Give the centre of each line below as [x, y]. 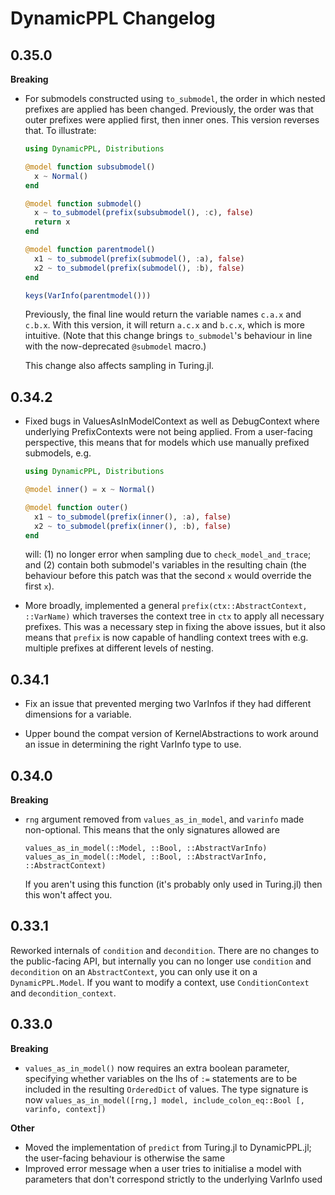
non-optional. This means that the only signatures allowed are [152, 830]
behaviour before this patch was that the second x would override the [168, 576]
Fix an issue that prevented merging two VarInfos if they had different [168, 704]
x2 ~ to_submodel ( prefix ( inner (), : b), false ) [133, 526]
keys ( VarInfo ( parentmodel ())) [88, 295]
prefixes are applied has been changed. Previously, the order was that [169, 109]
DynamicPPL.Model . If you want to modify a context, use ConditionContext [160, 982]
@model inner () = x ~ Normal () [90, 490]
